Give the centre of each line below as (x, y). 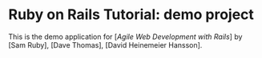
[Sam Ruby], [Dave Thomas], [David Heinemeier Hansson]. (105, 44)
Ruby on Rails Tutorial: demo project (131, 15)
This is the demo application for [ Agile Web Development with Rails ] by (125, 37)
